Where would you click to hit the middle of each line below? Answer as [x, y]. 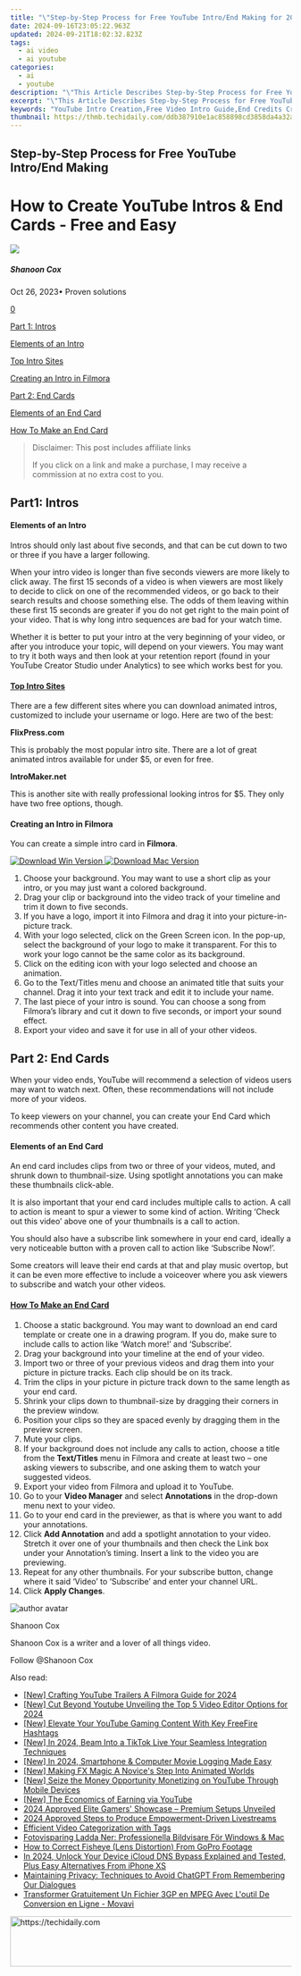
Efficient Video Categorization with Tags [97, 1828]
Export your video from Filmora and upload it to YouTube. [129, 1486]
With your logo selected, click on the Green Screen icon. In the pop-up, [154, 936]
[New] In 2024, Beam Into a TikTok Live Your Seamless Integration [145, 1742]
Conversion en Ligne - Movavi [79, 1904]
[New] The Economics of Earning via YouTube [108, 1799]
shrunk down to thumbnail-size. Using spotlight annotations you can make [147, 1175]
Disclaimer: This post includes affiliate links [111, 448]
